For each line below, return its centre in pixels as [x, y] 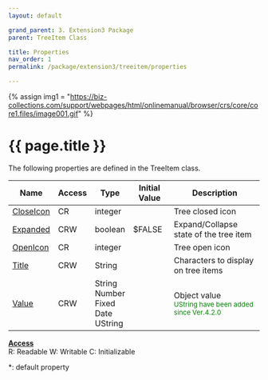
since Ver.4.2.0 [197, 312]
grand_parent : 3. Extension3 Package [71, 30]
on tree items [198, 270]
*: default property [39, 367]
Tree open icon [202, 247]
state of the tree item [213, 234]
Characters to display [213, 260]
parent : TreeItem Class [48, 38]
